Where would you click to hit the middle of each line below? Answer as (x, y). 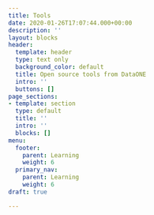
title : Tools (30, 15)
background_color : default (60, 67)
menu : (17, 140)
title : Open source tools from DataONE (81, 74)
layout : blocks (33, 38)
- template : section (42, 104)
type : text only (42, 60)
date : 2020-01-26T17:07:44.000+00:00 (70, 23)
